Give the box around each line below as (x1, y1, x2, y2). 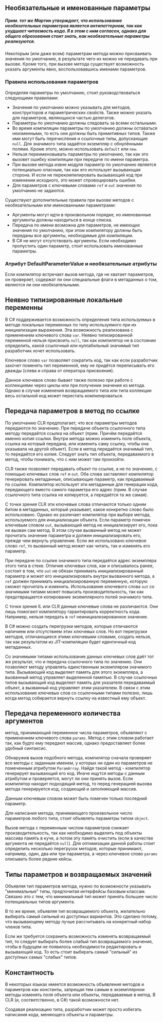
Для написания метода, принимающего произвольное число (5, 810, 133, 816)
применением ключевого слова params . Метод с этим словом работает (5, 735, 154, 741)
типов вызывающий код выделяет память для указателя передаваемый (5, 680, 155, 685)
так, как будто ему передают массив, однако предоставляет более (5, 740, 145, 746)
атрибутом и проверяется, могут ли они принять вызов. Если (5, 775, 133, 782)
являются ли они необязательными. (5, 281, 80, 288)
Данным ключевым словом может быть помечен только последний (5, 795, 147, 801)
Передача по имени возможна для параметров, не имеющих (12, 222, 140, 228)
